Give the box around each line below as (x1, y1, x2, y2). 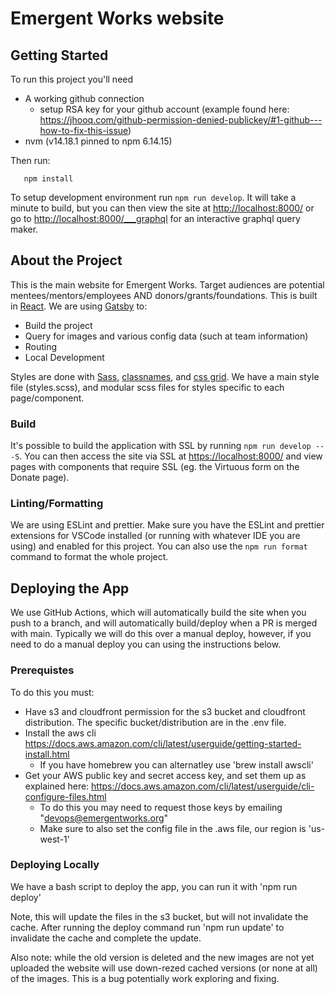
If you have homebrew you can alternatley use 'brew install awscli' (39, 758, 314, 771)
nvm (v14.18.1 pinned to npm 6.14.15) (24, 135, 173, 147)
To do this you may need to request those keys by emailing (39, 801, 283, 813)
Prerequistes (10, 663, 75, 677)
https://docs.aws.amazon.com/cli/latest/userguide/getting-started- (24, 737, 302, 749)
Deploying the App (10, 580, 130, 597)
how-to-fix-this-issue (39, 125, 129, 136)
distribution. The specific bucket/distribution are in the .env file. (24, 716, 287, 728)
